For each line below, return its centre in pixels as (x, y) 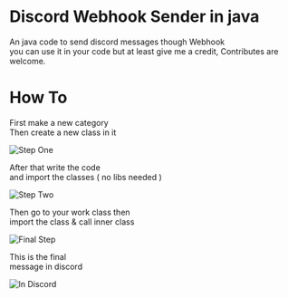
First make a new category (59, 122)
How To (38, 98)
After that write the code (55, 167)
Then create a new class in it (63, 132)
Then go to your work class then (70, 212)
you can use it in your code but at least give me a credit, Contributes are (144, 51)
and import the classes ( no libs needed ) (86, 177)
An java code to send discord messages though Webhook (117, 42)
